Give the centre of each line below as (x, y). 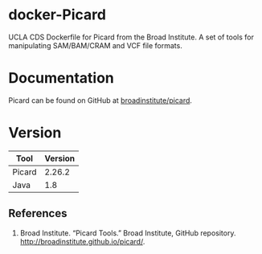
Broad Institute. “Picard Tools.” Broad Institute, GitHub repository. (128, 233)
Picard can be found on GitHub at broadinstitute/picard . (100, 100)
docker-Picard (57, 15)
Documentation (61, 78)
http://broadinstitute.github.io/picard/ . (82, 241)
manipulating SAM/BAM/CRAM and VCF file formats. (95, 45)
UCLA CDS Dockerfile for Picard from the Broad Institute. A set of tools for (131, 37)
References (38, 213)
